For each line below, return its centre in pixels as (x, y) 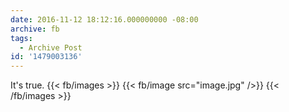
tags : (21, 38)
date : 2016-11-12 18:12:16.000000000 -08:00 (104, 19)
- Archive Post (51, 47)
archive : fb (35, 29)
